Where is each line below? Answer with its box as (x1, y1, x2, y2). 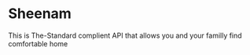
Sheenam (8, 5, 72, 23)
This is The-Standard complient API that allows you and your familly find (8, 31, 242, 40)
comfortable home (8, 38, 68, 48)
